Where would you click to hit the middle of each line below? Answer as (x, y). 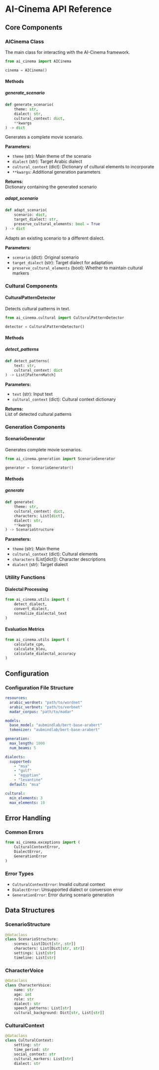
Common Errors (24, 832)
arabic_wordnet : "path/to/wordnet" (46, 702)
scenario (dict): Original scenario (46, 257)
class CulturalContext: (30, 1040)
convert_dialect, (32, 609)
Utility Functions (25, 578)
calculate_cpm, (30, 644)
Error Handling (28, 818)
